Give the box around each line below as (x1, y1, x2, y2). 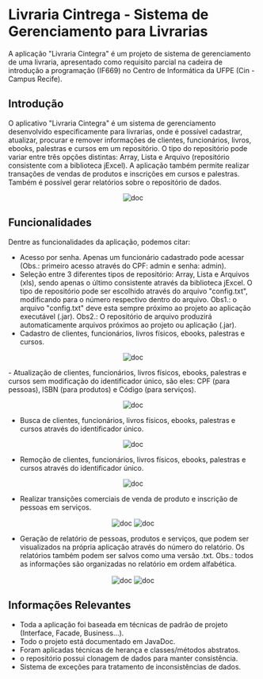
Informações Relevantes (8, 599, 131, 612)
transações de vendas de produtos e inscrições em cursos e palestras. (8, 169, 240, 178)
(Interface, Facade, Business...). (19, 628, 124, 638)
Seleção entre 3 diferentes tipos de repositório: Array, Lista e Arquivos (19, 269, 250, 279)
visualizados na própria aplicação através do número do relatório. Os (19, 542, 246, 552)
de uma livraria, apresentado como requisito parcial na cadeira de (8, 57, 223, 67)
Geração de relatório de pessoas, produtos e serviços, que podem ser (19, 534, 250, 544)
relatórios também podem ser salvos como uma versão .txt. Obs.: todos (19, 551, 253, 561)
